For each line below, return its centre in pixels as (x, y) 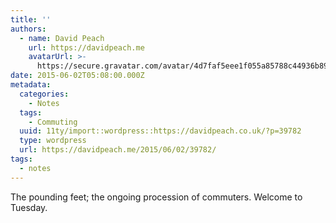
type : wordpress (53, 141)
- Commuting (53, 122)
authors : (28, 29)
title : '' (31, 19)
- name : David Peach (62, 38)
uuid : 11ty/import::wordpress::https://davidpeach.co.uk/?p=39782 (160, 131)
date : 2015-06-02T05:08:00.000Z (77, 76)
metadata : (31, 85)
